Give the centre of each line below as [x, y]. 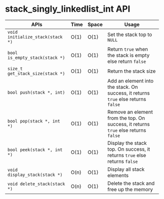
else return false [127, 61]
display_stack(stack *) [35, 175]
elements [118, 175]
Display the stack [127, 143]
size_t [15, 69]
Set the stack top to [130, 34]
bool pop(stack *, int [34, 121]
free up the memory [130, 189]
